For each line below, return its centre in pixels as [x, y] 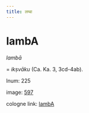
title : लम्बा [19, 12]
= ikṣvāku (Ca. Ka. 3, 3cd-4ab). [44, 69]
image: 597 [20, 92]
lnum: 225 [18, 80]
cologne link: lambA [30, 103]
